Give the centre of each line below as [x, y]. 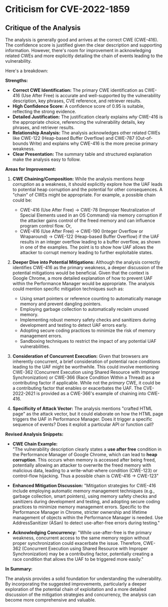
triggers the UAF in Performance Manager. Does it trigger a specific [82, 419]
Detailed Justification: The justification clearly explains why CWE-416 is [88, 117]
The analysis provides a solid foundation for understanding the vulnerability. [84, 578]
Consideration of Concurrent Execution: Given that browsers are [80, 356]
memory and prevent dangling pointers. [61, 304]
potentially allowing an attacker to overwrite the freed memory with [82, 465]
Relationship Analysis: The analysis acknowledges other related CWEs [86, 133]
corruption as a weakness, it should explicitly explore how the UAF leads [88, 184]
